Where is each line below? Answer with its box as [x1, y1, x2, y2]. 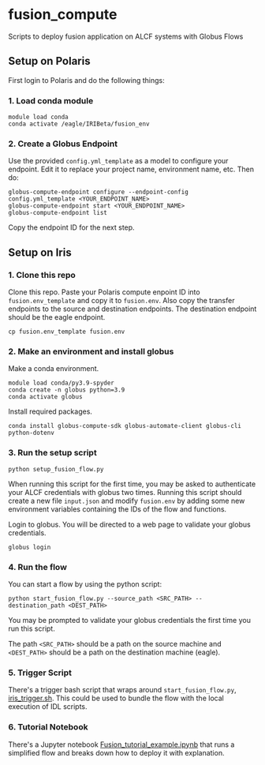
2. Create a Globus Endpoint [8, 138, 118, 149]
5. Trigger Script [8, 667, 73, 678]
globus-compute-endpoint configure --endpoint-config [8, 188, 189, 197]
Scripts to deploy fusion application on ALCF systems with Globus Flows [8, 32, 244, 41]
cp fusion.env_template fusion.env [8, 328, 125, 336]
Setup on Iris [8, 246, 73, 259]
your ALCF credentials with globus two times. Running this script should [8, 487, 242, 497]
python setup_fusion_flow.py [8, 465, 104, 473]
